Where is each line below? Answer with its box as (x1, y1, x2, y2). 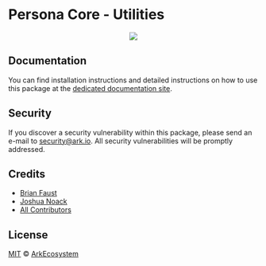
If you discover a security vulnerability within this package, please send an (8, 127, 253, 137)
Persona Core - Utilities (8, 6, 165, 24)
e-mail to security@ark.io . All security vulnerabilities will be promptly (8, 136, 233, 146)
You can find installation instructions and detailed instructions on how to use (8, 75, 258, 85)
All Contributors (19, 205, 71, 215)
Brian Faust (19, 188, 57, 198)
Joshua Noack (19, 196, 67, 207)
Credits (8, 167, 46, 180)
